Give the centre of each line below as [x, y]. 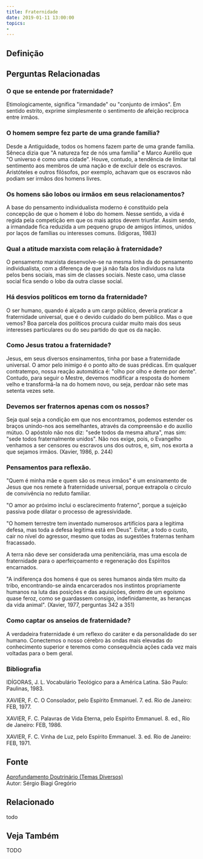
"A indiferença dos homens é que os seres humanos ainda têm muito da [96, 579]
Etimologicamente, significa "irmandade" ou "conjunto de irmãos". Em [94, 104]
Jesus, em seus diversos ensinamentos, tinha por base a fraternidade [93, 358]
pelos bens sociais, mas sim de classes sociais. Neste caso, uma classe [96, 275]
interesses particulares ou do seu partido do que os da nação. [84, 329]
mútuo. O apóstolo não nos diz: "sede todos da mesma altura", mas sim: [96, 433]
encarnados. [22, 567]
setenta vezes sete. [31, 390]
